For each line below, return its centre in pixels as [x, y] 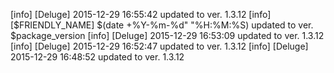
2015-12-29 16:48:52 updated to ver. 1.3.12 [97, 57]
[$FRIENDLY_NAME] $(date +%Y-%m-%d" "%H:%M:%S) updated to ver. [162, 25]
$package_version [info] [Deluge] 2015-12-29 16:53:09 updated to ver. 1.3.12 [167, 35]
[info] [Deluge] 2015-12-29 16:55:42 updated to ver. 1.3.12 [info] [141, 14]
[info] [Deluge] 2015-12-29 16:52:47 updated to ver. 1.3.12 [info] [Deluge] [159, 46]
